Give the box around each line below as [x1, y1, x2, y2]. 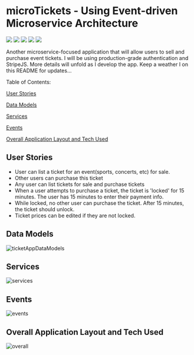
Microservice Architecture [6, 16, 139, 30]
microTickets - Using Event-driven [6, 4, 178, 18]
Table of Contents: [6, 78, 51, 85]
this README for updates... [6, 67, 72, 74]
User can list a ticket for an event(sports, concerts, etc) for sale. [14, 168, 170, 175]
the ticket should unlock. [14, 205, 75, 213]
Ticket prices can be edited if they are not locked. [14, 212, 136, 219]
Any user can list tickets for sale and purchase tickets [14, 181, 145, 188]
